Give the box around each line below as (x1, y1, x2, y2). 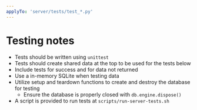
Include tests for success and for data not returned (14, 66, 138, 73)
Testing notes (6, 34, 75, 47)
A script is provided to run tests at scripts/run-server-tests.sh (14, 97, 169, 104)
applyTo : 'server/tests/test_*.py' (6, 8, 94, 15)
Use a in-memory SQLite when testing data (14, 72, 119, 79)
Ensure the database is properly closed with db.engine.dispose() (23, 91, 182, 98)
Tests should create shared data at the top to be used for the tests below (14, 59, 191, 66)
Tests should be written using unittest (14, 54, 109, 61)
